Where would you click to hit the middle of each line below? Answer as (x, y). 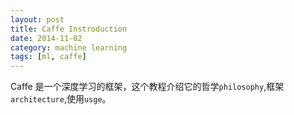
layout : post (37, 19)
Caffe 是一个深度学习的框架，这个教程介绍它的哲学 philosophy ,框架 (147, 87)
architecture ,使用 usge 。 (61, 99)
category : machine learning (69, 47)
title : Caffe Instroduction (69, 29)
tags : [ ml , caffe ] (48, 57)
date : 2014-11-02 (46, 38)
